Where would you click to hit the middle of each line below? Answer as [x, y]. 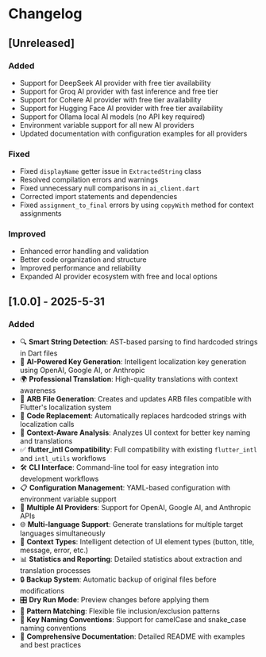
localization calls [47, 425]
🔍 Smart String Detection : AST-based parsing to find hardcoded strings [139, 342]
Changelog [45, 14]
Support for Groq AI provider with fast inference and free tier [119, 91]
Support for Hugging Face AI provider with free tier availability [121, 108]
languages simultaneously [62, 533]
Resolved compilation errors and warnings [89, 180]
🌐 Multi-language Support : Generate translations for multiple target [131, 524]
